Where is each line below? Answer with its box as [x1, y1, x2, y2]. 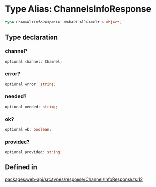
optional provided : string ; [5, 150, 63, 155]
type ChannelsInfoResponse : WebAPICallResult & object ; [5, 20, 122, 24]
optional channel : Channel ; [5, 59, 63, 64]
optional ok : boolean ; [5, 127, 52, 132]
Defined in [5, 163, 38, 172]
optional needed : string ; [5, 104, 58, 109]
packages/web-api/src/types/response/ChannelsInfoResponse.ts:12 [5, 176, 143, 182]
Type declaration [5, 33, 58, 42]
